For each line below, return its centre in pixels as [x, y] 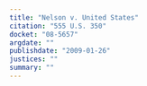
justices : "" [34, 59]
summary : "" [32, 68]
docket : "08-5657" [44, 34]
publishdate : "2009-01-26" [60, 51]
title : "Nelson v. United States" [74, 17]
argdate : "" [32, 43]
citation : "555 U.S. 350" [58, 26]
